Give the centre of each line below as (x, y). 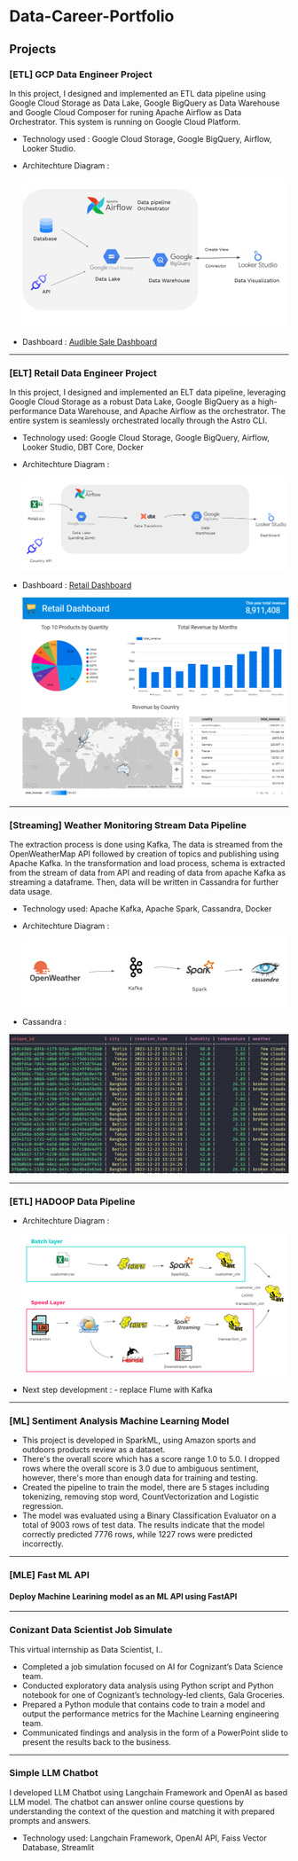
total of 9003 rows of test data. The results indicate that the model (143, 1525)
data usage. (31, 892)
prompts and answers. (50, 1820)
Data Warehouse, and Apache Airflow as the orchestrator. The (173, 411)
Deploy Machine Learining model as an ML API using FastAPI (123, 1596)
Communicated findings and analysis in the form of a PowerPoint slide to (155, 1732)
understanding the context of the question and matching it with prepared (142, 1811)
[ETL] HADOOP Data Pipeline (72, 1201)
